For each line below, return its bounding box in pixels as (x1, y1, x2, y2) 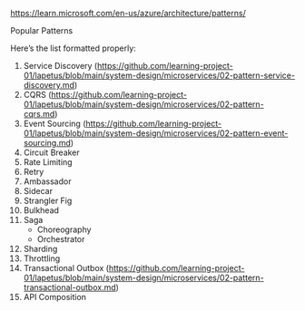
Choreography (36, 224, 92, 235)
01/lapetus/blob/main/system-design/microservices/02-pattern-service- (23, 70, 296, 81)
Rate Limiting (23, 157, 73, 167)
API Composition (23, 292, 87, 302)
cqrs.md (23, 109, 55, 119)
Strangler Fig (23, 195, 73, 206)
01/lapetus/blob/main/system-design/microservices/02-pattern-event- (23, 128, 289, 139)
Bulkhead (23, 205, 60, 216)
